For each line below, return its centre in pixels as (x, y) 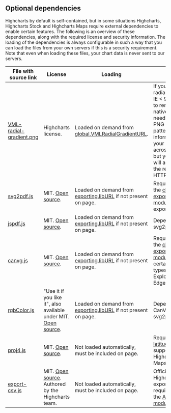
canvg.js (18, 260)
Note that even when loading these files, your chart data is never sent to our (85, 53)
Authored (54, 384)
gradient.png (23, 137)
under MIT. (56, 316)
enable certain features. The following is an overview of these (70, 31)
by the (51, 390)
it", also (52, 304)
